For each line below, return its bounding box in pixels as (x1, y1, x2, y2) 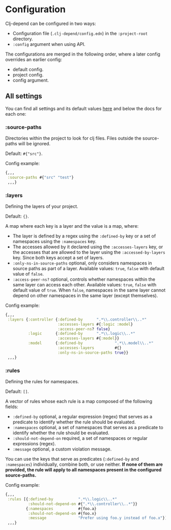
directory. (12, 36, 33, 42)
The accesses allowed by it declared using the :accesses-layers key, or (12, 244, 163, 250)
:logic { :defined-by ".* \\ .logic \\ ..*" (27, 331, 136, 336)
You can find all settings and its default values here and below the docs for (5, 105, 162, 112)
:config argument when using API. (12, 41, 85, 47)
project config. (12, 71, 44, 77)
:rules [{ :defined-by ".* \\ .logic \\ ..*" (7, 496, 117, 501)
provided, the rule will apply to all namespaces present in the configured (5, 467, 162, 473)
